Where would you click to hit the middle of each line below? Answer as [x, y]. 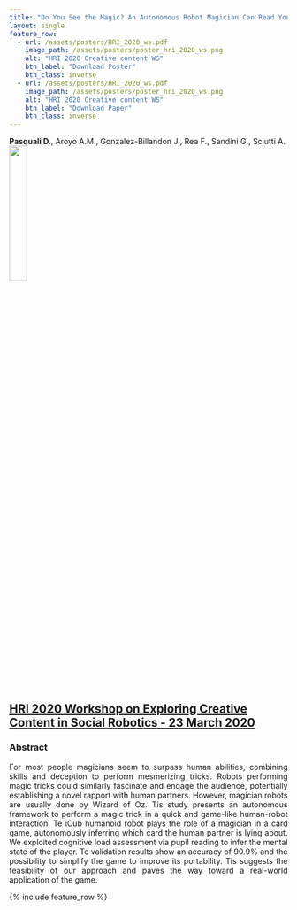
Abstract [29, 747]
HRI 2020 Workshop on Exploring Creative [128, 709]
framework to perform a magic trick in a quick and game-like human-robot [148, 814]
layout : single [37, 26]
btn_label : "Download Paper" [79, 108]
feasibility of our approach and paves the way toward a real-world [148, 870]
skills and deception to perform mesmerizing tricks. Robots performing [148, 776]
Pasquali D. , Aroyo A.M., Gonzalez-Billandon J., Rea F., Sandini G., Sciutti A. [147, 142]
